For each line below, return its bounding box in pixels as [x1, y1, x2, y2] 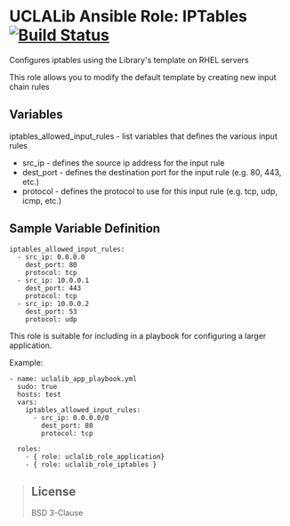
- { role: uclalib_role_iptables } [25, 460, 157, 469]
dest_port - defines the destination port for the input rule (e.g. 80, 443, [21, 166, 282, 177]
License [30, 483, 77, 499]
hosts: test [17, 390, 62, 399]
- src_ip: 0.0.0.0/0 [32, 413, 109, 422]
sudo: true [17, 382, 58, 391]
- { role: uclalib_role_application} [25, 452, 165, 461]
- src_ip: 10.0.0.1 [17, 276, 90, 285]
